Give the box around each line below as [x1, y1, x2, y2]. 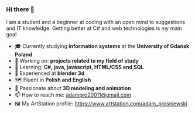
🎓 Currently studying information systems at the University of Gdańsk [14, 43, 190, 50]
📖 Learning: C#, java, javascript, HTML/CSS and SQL [14, 64, 144, 71]
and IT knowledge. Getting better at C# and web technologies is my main [6, 25, 182, 32]
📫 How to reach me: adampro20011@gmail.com [14, 91, 132, 98]
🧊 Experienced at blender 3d [14, 70, 85, 77]
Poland [14, 51, 32, 58]
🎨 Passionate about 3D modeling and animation [14, 85, 131, 92]
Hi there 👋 [6, 5, 35, 13]
